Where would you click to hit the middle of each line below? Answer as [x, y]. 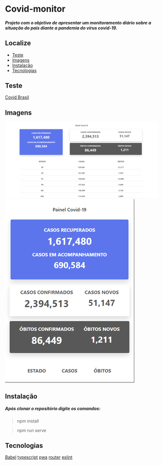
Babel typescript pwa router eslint [39, 457]
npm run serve [32, 430]
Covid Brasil [17, 97]
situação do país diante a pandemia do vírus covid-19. [61, 28]
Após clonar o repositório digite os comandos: [53, 409]
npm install [28, 421]
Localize [18, 43]
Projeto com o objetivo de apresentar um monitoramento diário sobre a [78, 22]
